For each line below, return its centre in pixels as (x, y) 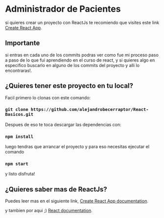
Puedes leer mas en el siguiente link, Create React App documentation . (77, 201)
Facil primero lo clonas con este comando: (48, 98)
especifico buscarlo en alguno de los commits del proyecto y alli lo (72, 65)
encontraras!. (19, 70)
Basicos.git (19, 114)
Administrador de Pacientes (63, 9)
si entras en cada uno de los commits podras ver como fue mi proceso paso (82, 55)
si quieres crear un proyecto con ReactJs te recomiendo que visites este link (82, 22)
